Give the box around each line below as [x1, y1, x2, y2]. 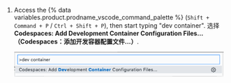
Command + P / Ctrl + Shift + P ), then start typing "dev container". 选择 [13, 21, 220, 30]
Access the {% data [13, 6, 71, 14]
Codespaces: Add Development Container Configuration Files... [13, 29, 204, 37]
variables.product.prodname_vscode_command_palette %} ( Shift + [13, 13, 209, 21]
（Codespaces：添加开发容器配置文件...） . [13, 37, 140, 46]
